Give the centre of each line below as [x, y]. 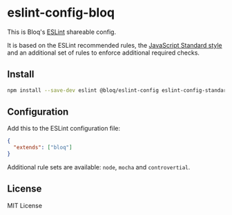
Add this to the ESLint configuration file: [64, 129]
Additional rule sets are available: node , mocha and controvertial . [99, 167]
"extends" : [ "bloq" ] [43, 148]
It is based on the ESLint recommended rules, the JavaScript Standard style [115, 45]
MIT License [25, 205]
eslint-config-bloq [61, 13]
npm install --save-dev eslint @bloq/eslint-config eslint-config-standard [118, 90]
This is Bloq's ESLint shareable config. [61, 32]
